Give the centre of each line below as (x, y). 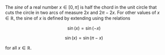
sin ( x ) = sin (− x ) (84, 28)
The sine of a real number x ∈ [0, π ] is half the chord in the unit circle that (81, 7)
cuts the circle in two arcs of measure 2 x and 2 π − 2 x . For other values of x (82, 12)
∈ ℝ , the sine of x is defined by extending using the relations (68, 18)
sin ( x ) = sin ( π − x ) (84, 38)
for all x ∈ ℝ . (18, 48)
